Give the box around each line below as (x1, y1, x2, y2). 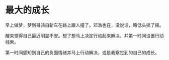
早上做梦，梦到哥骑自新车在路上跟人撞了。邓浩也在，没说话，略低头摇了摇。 (5, 22, 164, 28)
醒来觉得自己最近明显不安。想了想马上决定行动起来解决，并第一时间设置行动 (5, 32, 164, 38)
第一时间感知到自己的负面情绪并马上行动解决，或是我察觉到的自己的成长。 (5, 49, 159, 55)
